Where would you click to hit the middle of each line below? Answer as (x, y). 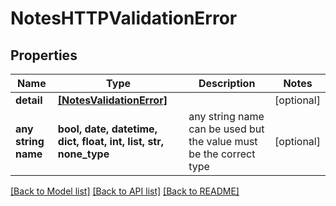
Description (227, 83)
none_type (83, 154)
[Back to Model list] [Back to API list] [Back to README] (125, 191)
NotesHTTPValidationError (124, 18)
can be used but (226, 129)
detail (29, 100)
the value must (223, 141)
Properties (44, 55)
